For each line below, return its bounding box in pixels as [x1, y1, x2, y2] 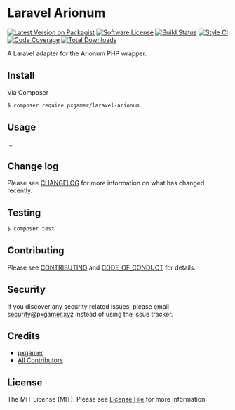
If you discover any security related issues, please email [7, 302, 170, 310]
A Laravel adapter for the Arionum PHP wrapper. [7, 49, 147, 58]
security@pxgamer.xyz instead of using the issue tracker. [7, 310, 173, 318]
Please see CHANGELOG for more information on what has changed [7, 179, 205, 187]
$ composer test [7, 225, 55, 232]
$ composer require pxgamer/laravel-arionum [7, 102, 140, 109]
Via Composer [7, 88, 49, 96]
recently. [7, 186, 33, 194]
